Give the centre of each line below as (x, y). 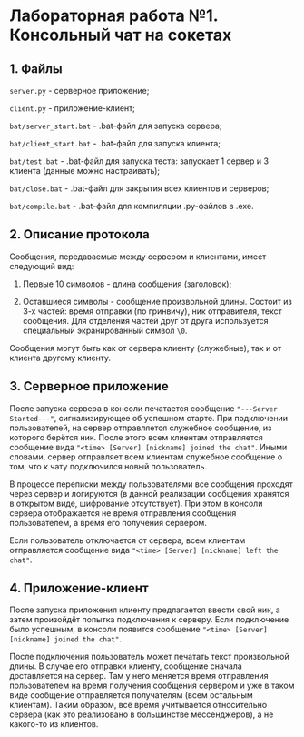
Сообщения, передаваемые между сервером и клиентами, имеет (138, 257)
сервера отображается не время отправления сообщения (123, 513)
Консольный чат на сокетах (121, 35)
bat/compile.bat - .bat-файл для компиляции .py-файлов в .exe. (132, 206)
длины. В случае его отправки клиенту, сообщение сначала (126, 666)
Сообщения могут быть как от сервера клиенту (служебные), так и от (146, 348)
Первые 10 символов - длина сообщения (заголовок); (127, 284)
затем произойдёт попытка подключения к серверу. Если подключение (149, 620)
